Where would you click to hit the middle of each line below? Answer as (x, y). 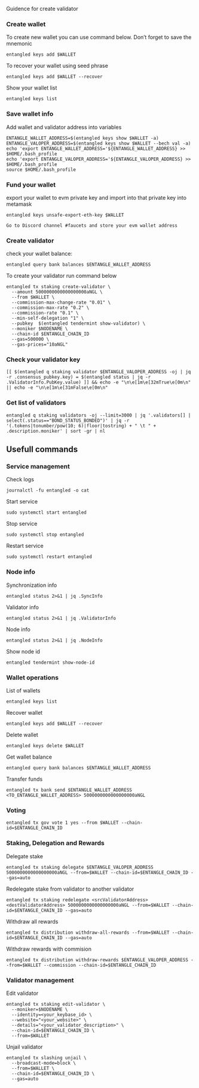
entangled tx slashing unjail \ (46, 1058)
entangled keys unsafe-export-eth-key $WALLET (65, 215)
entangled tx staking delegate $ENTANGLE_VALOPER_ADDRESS (80, 867)
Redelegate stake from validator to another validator (70, 889)
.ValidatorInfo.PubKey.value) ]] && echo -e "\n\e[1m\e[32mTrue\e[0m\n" (99, 383)
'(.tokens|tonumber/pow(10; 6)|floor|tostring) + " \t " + (81, 425)
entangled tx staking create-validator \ (59, 287)
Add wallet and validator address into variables (64, 127)
